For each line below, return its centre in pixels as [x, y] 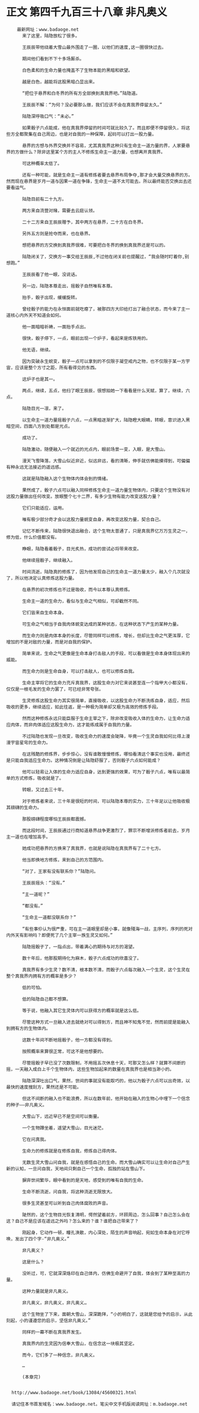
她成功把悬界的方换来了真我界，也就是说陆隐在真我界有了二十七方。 [93, 848]
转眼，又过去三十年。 [44, 790]
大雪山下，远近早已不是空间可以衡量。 [62, 1116]
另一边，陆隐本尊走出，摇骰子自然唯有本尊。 [68, 286]
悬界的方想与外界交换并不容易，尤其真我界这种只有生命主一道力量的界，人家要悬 [106, 146]
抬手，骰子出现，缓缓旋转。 [51, 298]
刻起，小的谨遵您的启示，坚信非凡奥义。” [48, 1320]
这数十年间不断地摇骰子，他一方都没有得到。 [68, 1040]
